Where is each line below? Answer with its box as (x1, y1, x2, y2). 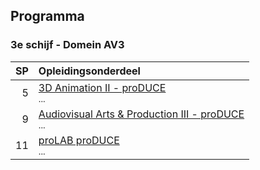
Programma (10, 8, 85, 25)
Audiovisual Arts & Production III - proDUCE (38, 107, 245, 121)
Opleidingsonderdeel (38, 64, 141, 78)
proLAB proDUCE (38, 133, 120, 147)
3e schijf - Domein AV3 (10, 38, 125, 52)
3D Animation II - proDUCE (38, 80, 167, 94)
